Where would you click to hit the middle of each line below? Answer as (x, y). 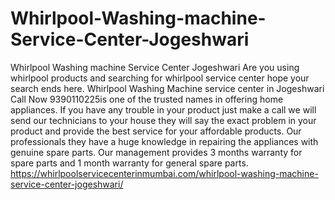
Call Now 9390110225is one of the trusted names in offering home (147, 99)
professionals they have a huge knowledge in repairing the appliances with (164, 141)
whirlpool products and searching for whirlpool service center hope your (160, 78)
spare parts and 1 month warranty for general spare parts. (129, 163)
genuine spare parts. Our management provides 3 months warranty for (156, 152)
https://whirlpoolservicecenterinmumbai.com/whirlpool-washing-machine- (164, 173)
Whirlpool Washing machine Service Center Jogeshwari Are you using (155, 67)
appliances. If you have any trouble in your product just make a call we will (163, 109)
